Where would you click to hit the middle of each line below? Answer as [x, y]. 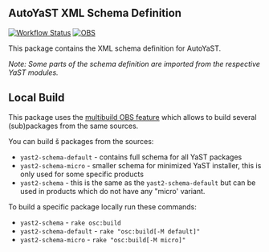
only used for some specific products [82, 174]
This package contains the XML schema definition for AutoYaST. [115, 48]
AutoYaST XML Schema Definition [95, 13]
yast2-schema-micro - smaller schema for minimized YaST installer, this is [141, 165]
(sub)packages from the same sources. [73, 126]
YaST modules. [33, 72]
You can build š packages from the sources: [81, 141]
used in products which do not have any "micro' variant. [112, 191]
